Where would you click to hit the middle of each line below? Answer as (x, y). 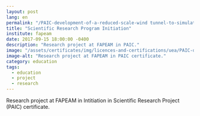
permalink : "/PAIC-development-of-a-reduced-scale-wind (77, 23)
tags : (13, 67)
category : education (32, 61)
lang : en (17, 17)
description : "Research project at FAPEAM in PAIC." (73, 45)
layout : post (22, 12)
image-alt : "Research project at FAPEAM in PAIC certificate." (86, 56)
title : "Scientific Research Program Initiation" (69, 28)
